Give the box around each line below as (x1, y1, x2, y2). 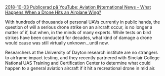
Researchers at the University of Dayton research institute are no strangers (5, 49, 158, 55)
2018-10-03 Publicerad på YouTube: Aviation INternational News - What (5, 4, 151, 10)
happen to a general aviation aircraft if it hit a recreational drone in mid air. (5, 65, 156, 71)
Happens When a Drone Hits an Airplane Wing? (5, 9, 101, 15)
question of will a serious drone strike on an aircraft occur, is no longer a (5, 24, 153, 30)
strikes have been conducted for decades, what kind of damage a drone (5, 35, 152, 40)
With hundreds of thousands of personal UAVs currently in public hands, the (5, 19, 161, 25)
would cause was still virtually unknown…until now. (5, 40, 109, 46)
